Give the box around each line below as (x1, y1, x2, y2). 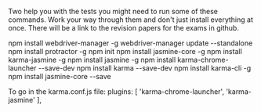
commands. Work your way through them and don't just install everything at (8, 15, 253, 24)
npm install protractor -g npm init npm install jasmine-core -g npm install (8, 47, 243, 56)
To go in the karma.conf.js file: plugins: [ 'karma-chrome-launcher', (8, 87, 225, 96)
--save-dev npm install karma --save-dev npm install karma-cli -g (38, 63, 252, 73)
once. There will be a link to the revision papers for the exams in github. (8, 23, 239, 32)
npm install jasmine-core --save (8, 72, 111, 81)
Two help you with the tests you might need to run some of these (8, 7, 218, 16)
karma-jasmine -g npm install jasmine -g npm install (8, 55, 176, 64)
